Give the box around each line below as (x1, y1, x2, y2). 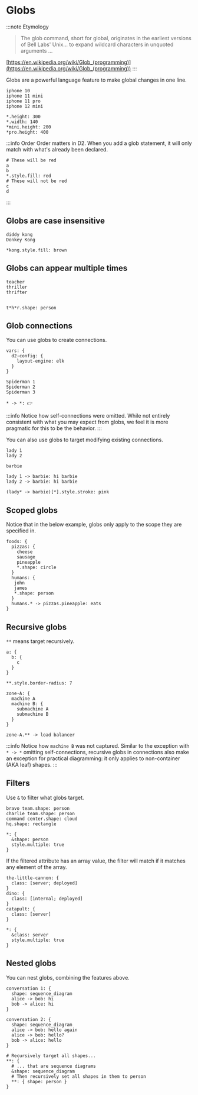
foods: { (6, 539, 28, 545)
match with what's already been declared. (6, 146, 108, 153)
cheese (16, 549, 33, 555)
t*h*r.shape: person (6, 305, 57, 311)
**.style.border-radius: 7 (6, 680, 72, 686)
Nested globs (6, 958, 57, 968)
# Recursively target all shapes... (6, 1052, 96, 1059)
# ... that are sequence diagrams (11, 1063, 96, 1069)
